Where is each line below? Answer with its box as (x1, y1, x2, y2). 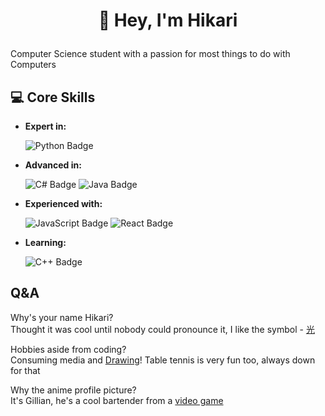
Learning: (24, 237, 67, 248)
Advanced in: (24, 159, 82, 171)
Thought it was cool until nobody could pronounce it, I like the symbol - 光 (10, 323, 315, 335)
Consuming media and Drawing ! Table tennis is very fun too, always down (10, 354, 316, 366)
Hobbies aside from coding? (10, 343, 127, 355)
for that (10, 364, 41, 376)
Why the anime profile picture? (10, 384, 137, 396)
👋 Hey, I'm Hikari (98, 9, 238, 32)
